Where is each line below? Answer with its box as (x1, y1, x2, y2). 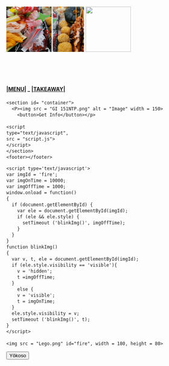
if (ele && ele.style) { (17, 214, 80, 220)
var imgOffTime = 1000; (6, 184, 66, 190)
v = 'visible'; (17, 292, 56, 298)
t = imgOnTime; (17, 298, 56, 304)
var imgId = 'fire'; (6, 172, 59, 178)
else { (17, 286, 34, 292)
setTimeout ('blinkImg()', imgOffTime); (22, 220, 126, 226)
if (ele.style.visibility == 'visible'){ (11, 262, 118, 268)
